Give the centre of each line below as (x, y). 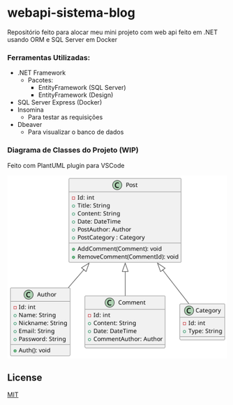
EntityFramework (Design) (76, 95)
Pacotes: (40, 80)
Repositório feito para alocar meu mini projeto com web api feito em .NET (113, 32)
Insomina (30, 110)
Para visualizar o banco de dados (76, 132)
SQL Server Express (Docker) (60, 102)
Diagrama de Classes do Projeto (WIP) (73, 150)
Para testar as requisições (65, 117)
